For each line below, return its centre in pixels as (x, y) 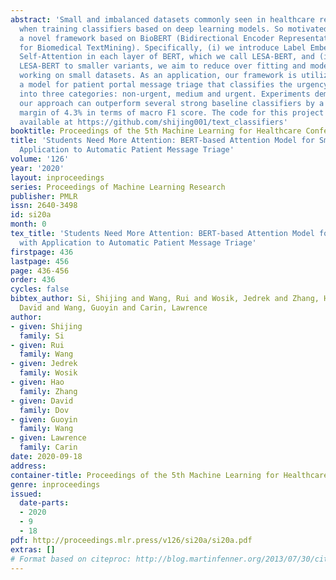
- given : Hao (37, 382)
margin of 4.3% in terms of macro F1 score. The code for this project (172, 112)
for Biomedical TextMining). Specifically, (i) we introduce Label (163, 47)
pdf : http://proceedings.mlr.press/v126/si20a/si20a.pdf (131, 540)
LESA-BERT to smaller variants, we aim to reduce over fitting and (163, 66)
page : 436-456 (40, 271)
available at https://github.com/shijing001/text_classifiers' (153, 122)
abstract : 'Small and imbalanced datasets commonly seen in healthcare (162, 19)
